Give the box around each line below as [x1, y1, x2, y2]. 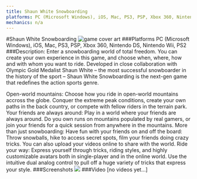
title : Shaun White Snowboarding [6, 8, 88, 15]
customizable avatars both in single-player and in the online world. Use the [6, 153, 187, 160]
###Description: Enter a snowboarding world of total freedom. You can [6, 48, 178, 55]
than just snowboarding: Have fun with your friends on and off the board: [6, 128, 183, 135]
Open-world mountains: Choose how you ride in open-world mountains [6, 90, 179, 97]
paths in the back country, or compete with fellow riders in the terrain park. [6, 103, 188, 110]
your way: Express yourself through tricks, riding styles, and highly [6, 147, 168, 154]
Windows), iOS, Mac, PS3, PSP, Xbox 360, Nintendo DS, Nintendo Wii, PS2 [6, 42, 186, 49]
